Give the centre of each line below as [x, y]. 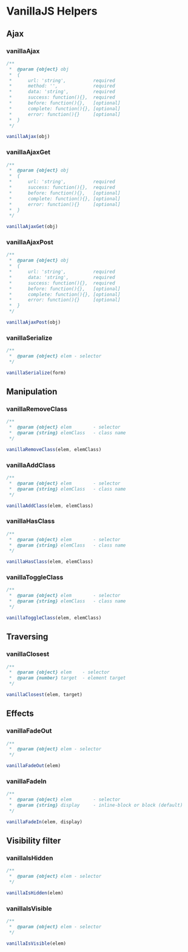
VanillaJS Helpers [52, 11]
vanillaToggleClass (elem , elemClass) [54, 618]
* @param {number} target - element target [67, 678]
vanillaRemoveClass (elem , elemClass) [54, 449]
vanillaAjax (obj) [28, 137]
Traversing [27, 637]
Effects [20, 713]
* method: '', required [62, 86]
